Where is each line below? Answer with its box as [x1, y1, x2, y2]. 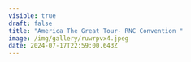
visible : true [8, 11, 57, 20]
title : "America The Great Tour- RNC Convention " [8, 27, 184, 35]
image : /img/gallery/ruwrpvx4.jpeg [8, 34, 129, 43]
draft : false [8, 19, 53, 27]
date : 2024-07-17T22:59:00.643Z [8, 42, 118, 50]
